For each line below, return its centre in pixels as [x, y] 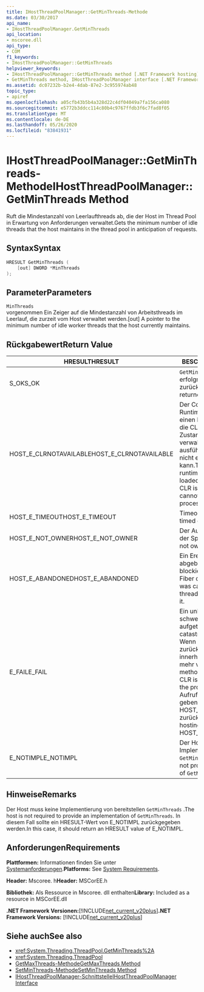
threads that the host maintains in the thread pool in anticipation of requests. [102, 229]
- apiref [17, 97]
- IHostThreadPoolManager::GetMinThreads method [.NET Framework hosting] [103, 74]
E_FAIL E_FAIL [28, 672]
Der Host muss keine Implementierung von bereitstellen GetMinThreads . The [100, 809]
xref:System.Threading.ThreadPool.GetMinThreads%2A [85, 951]
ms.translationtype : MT [36, 114]
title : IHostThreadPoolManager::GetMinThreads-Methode [77, 12]
